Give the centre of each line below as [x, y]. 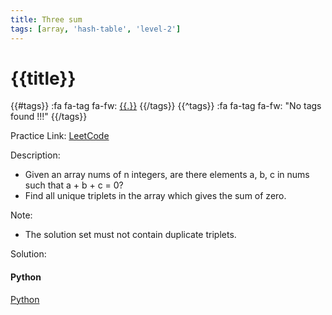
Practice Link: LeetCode [60, 136]
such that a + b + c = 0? [74, 185]
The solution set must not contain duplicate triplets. [130, 235]
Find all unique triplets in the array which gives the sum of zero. [155, 196]
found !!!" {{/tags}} [49, 117]
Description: [35, 155]
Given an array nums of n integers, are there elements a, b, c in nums [167, 175]
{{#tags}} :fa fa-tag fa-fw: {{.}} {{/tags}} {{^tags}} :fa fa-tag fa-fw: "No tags [166, 106]
